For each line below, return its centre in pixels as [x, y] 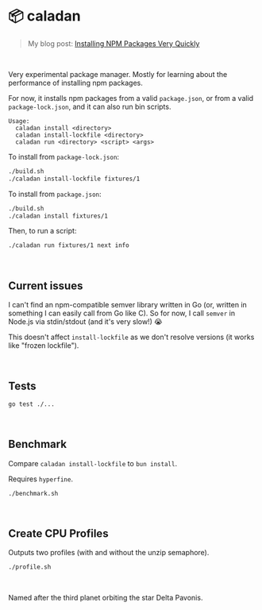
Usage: [19, 121]
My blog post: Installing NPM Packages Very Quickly [114, 43]
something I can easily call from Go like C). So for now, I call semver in [122, 313]
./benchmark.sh [33, 493]
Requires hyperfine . [41, 479]
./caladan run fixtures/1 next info [69, 245]
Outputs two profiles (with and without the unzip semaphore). [109, 553]
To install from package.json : [55, 194]
